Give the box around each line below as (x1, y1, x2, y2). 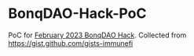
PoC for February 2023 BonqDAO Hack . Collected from (8, 30, 187, 40)
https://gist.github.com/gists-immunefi (8, 38, 134, 47)
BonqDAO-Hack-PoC (8, 5, 147, 23)
